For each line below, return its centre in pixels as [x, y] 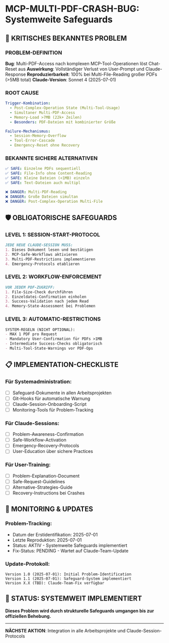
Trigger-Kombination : [28, 103]
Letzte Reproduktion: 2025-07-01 [47, 540]
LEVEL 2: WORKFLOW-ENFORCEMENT [54, 277]
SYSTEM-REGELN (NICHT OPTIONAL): [40, 330]
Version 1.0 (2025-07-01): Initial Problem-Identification [68, 574]
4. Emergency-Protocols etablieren [43, 264]
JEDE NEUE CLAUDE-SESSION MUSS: [39, 245]
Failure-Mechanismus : [28, 131]
